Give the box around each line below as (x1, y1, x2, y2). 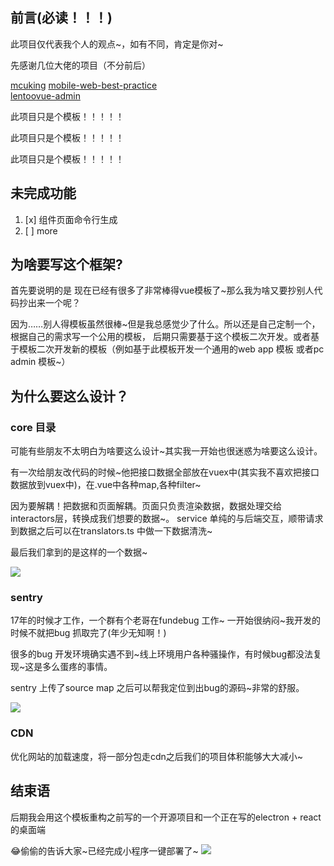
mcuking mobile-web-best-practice (10, 79, 158, 91)
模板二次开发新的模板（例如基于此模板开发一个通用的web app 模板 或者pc (18, 343, 325, 355)
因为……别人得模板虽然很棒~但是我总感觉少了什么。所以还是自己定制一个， (10, 318, 321, 330)
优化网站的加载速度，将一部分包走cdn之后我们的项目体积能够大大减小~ (10, 750, 304, 762)
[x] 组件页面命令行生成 (24, 213, 118, 225)
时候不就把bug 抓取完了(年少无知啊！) (10, 627, 167, 639)
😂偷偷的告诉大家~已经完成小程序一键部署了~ (10, 844, 199, 857)
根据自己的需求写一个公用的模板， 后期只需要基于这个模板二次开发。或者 (10, 331, 311, 343)
